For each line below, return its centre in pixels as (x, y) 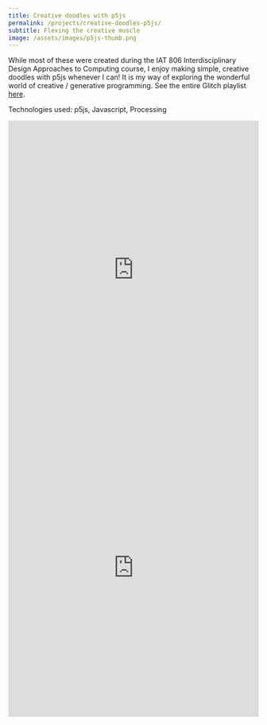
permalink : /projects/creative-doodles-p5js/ (85, 23)
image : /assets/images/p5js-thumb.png (72, 38)
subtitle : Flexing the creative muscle (74, 30)
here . (17, 94)
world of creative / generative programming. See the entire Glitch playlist (127, 86)
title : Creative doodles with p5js (67, 16)
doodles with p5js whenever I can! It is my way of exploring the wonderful (129, 77)
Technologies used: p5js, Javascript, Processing (87, 110)
